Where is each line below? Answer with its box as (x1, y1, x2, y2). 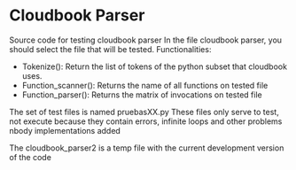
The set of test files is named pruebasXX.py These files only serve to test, (9, 106, 279, 117)
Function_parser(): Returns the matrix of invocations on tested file (21, 89, 263, 100)
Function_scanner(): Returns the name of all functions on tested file (21, 80, 269, 90)
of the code (9, 151, 51, 162)
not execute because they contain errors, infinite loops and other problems (9, 116, 283, 127)
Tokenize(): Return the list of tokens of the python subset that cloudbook (21, 61, 288, 72)
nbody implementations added (9, 125, 121, 135)
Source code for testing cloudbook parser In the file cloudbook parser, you (9, 35, 282, 45)
